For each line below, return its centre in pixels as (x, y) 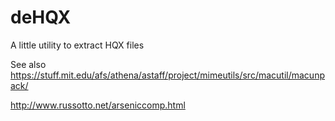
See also (28, 64)
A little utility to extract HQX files (77, 45)
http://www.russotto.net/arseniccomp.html (98, 105)
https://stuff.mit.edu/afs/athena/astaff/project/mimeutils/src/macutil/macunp (167, 75)
